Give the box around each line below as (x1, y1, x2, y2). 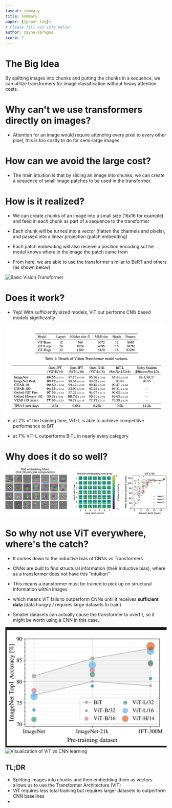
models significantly (12, 314, 55, 321)
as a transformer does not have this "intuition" (12, 570, 110, 577)
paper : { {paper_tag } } (5, 19, 52, 24)
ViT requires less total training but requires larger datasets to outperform (12, 787, 166, 794)
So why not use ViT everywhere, (5, 527, 146, 539)
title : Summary (5, 13, 38, 19)
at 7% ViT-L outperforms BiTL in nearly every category (12, 432, 129, 439)
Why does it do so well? (5, 451, 108, 463)
